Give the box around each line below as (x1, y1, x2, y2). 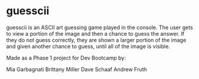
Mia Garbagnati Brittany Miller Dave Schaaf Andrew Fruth (6, 65, 148, 72)
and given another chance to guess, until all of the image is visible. (6, 43, 170, 50)
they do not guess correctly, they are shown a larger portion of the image (6, 36, 186, 43)
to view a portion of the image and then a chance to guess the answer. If (6, 30, 185, 37)
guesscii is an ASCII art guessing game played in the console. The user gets (6, 24, 193, 31)
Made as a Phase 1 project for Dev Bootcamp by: (6, 54, 126, 61)
